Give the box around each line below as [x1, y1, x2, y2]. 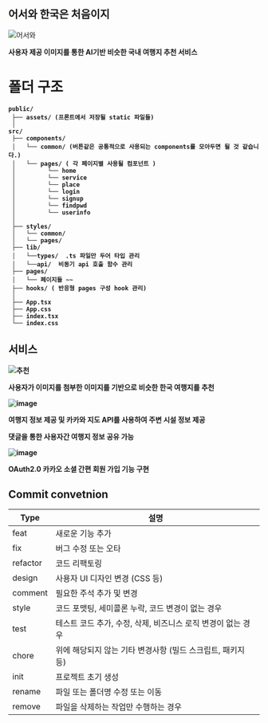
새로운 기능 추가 [55, 528, 112, 540]
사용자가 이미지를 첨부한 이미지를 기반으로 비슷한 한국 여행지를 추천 [8, 382, 215, 392]
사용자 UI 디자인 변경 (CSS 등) [55, 573, 164, 584]
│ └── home [11, 167, 77, 175]
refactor [12, 557, 42, 568]
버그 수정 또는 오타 [55, 543, 121, 554]
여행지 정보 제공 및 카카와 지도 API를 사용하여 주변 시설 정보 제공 [8, 415, 206, 424]
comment [12, 587, 48, 599]
